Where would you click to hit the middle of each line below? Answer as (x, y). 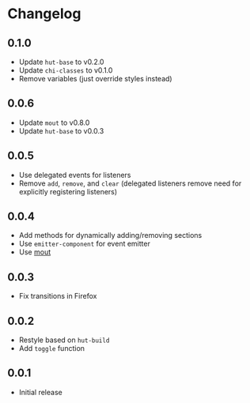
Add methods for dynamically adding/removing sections (110, 235)
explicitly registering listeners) (68, 191)
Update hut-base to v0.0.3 (61, 130)
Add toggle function (51, 348)
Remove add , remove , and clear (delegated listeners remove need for (130, 183)
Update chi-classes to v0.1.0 (66, 70)
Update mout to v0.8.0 (54, 122)
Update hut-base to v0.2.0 (61, 62)
